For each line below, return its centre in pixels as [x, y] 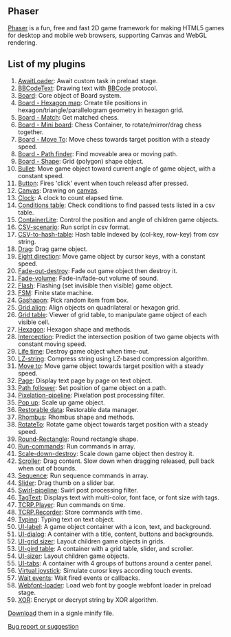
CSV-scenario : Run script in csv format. [74, 227]
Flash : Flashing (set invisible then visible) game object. [95, 285]
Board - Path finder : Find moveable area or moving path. [98, 153]
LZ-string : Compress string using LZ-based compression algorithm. [113, 358]
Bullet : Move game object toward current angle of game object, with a [117, 169]
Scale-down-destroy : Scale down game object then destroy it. [106, 453]
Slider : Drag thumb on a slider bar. [66, 483]
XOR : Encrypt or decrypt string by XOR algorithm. [88, 600]
